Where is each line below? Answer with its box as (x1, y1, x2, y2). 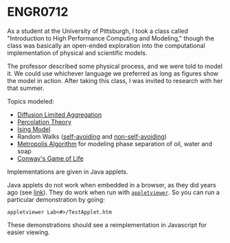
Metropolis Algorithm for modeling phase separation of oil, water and (16, 139, 213, 148)
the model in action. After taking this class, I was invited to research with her (7, 76, 223, 84)
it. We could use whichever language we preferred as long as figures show (7, 69, 219, 78)
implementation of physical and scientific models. (7, 49, 148, 57)
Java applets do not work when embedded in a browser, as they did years (7, 181, 216, 189)
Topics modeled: (7, 97, 55, 105)
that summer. (7, 84, 45, 92)
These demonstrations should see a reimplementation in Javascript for (7, 220, 207, 229)
